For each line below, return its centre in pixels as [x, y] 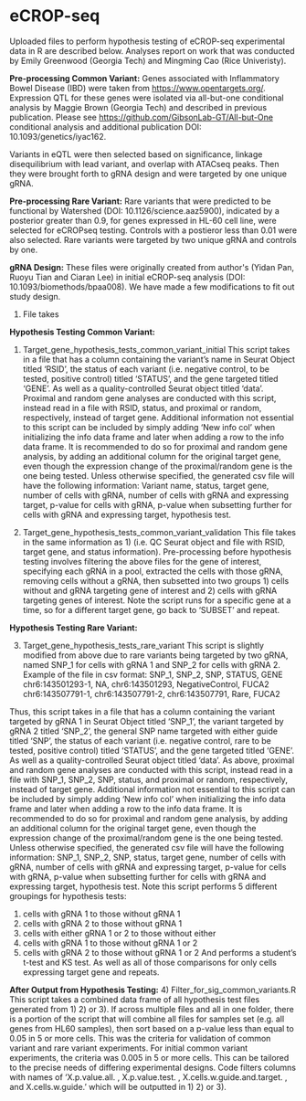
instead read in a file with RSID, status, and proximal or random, [142, 408]
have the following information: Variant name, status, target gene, [146, 485]
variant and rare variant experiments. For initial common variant [129, 1048]
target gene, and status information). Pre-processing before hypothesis [157, 551]
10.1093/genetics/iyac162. [58, 136]
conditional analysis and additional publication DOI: [106, 127]
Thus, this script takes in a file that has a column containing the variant [142, 711]
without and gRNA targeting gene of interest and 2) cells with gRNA [150, 590]
